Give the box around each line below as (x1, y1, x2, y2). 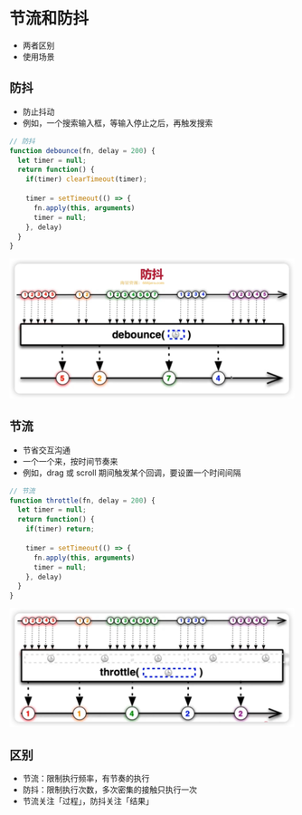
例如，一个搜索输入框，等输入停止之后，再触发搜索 (22, 117, 213, 128)
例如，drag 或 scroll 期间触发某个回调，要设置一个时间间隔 (22, 467, 241, 478)
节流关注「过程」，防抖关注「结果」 (22, 796, 154, 807)
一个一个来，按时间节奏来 (22, 455, 118, 466)
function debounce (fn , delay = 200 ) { (9, 146, 156, 155)
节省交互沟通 (22, 445, 71, 455)
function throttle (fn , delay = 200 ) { (9, 495, 156, 505)
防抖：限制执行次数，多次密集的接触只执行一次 (22, 784, 197, 795)
